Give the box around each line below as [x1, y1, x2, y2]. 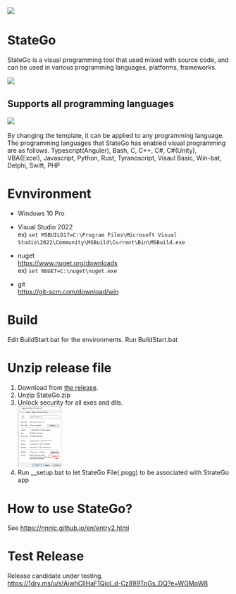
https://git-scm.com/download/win [17, 287, 119, 296]
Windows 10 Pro [17, 209, 65, 217]
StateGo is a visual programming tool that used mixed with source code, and [7, 56, 229, 64]
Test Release [7, 548, 85, 564]
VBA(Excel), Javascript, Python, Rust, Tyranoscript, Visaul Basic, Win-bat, [7, 153, 222, 162]
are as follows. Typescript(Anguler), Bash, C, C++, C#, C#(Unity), [7, 146, 197, 154]
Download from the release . [17, 383, 99, 391]
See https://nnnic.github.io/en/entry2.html [7, 524, 130, 532]
